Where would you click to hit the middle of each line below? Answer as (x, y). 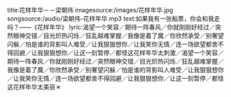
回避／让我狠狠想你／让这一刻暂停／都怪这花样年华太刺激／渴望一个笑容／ (118, 53)
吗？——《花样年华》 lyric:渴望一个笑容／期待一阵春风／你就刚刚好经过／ (111, 27)
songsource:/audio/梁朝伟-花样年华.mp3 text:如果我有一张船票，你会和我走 (114, 18)
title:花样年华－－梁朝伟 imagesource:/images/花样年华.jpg (90, 10)
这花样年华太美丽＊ (34, 87)
